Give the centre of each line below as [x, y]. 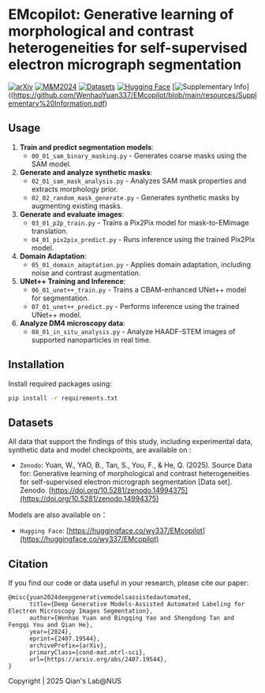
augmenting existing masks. [77, 206]
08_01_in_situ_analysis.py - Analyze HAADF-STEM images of [133, 331]
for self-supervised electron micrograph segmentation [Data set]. [126, 482]
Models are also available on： [58, 515]
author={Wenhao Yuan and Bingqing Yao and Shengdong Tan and [132, 618]
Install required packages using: [60, 383]
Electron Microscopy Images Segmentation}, [81, 611]
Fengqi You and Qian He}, [50, 625]
